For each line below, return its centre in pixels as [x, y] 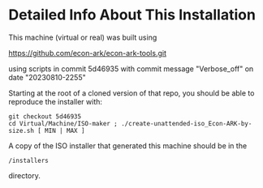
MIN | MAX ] [65, 130]
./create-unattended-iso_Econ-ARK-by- [186, 123]
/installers [28, 160]
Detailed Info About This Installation [132, 15]
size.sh [22, 130]
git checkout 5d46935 [45, 116]
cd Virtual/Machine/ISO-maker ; [63, 123]
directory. [24, 175]
